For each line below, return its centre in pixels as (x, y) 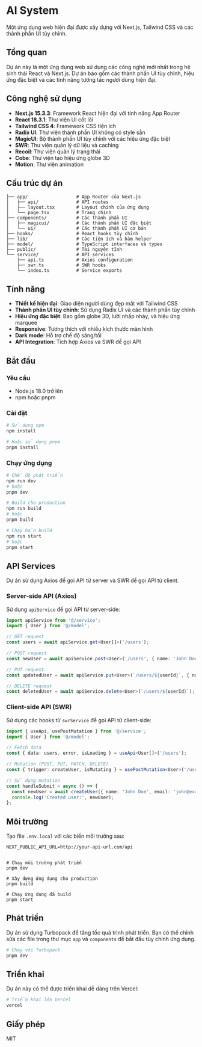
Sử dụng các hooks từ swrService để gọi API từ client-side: (79, 720)
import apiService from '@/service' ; (54, 620)
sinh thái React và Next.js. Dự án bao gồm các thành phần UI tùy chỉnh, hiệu (100, 73)
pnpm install (23, 447)
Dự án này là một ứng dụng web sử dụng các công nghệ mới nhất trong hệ (98, 67)
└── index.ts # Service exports (69, 271)
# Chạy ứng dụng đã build (38, 895)
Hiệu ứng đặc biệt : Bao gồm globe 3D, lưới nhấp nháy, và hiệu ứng (97, 316)
